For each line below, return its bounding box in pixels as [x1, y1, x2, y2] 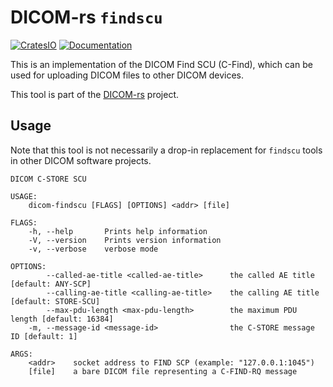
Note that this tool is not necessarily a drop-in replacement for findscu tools [10, 144, 323, 156]
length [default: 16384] [10, 314, 114, 324]
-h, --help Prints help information [28, 226, 208, 236]
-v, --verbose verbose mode [28, 244, 159, 254]
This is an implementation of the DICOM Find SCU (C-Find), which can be [10, 58, 313, 70]
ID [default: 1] [10, 331, 78, 341]
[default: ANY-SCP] [10, 279, 92, 289]
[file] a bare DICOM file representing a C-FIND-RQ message [28, 366, 298, 376]
